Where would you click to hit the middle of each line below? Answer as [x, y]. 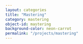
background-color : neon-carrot [38, 29]
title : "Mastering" [26, 15]
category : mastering [27, 19]
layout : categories [26, 10]
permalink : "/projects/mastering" [42, 33]
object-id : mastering [28, 24]
